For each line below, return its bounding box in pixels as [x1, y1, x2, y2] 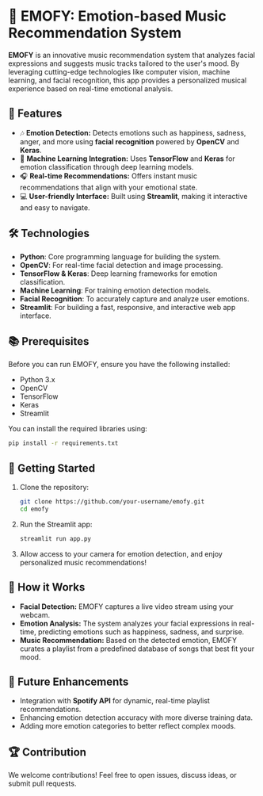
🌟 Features [8, 107, 63, 121]
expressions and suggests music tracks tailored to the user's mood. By [8, 59, 240, 68]
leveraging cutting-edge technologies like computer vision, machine [8, 67, 231, 76]
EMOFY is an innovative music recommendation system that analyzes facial [8, 50, 256, 59]
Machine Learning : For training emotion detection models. [19, 285, 212, 295]
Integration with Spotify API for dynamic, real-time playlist [19, 696, 210, 706]
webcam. [19, 610, 51, 619]
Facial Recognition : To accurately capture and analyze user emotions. [19, 293, 250, 304]
